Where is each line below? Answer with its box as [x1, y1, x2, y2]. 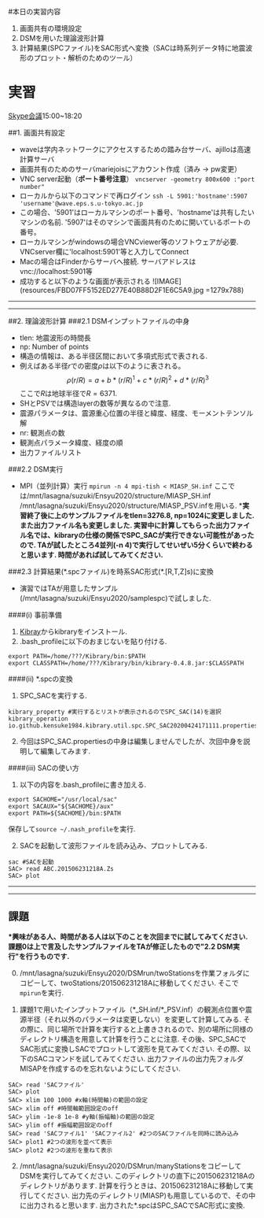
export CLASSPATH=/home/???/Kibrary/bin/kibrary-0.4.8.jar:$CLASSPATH [8, 659, 244, 667]
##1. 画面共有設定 [8, 128, 65, 137]
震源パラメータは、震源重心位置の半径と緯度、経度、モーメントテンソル [19, 408, 254, 417]
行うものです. [25, 952, 70, 961]
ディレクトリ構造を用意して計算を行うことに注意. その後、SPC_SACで [19, 1035, 247, 1044]
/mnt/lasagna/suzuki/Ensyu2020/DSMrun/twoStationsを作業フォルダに [19, 968, 250, 978]
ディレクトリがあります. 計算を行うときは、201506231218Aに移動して [19, 1181, 247, 1190]
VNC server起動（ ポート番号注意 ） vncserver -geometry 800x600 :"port [19, 174, 255, 183]
